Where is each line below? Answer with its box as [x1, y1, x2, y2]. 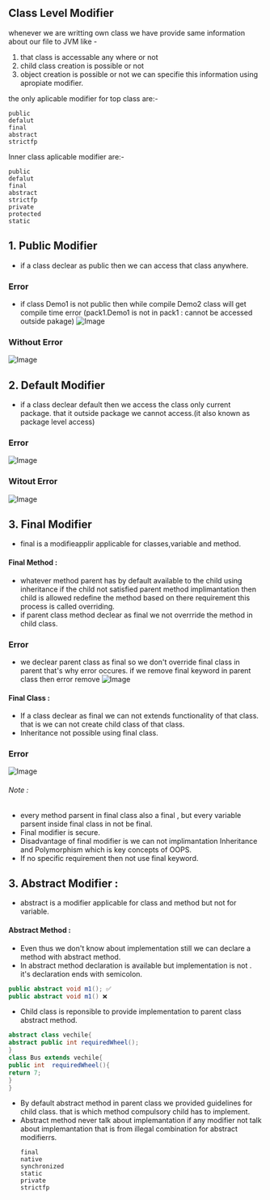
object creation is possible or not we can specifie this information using [19, 69, 259, 79]
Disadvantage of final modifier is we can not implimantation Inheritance [19, 836, 258, 846]
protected [8, 210, 42, 218]
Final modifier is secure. [19, 827, 101, 837]
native [19, 1155, 43, 1164]
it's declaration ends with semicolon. [19, 969, 143, 978]
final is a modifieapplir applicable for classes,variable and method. [19, 539, 241, 549]
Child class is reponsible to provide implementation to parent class [19, 1007, 242, 1016]
